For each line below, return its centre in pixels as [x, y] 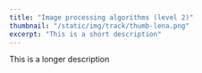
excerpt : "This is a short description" [86, 34]
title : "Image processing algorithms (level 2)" [101, 17]
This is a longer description [59, 60]
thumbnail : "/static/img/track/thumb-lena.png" [100, 26]
